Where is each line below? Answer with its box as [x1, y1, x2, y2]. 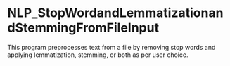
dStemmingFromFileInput [7, 20, 160, 36]
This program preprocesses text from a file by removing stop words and [7, 43, 216, 51]
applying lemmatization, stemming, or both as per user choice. [7, 51, 189, 59]
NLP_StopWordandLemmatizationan [7, 5, 224, 21]
